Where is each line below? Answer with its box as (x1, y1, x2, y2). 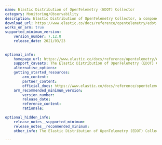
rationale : (22, 106, 44, 111)
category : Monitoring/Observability (5, 12, 79, 16)
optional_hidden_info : (5, 115, 51, 120)
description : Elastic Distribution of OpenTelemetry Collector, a (5, 16, 141, 21)
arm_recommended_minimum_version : (13, 88, 83, 93)
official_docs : (22, 83, 53, 88)
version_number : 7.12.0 (13, 34, 62, 39)
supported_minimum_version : (5, 29, 62, 34)
